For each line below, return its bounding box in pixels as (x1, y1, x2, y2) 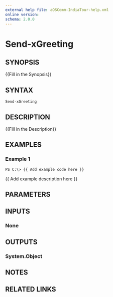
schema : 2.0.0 (5, 17, 35, 22)
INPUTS (5, 207, 30, 216)
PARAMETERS (5, 190, 51, 199)
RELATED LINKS (5, 285, 56, 293)
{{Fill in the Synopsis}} (5, 71, 52, 78)
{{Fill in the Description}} (5, 126, 57, 132)
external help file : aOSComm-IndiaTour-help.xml (5, 7, 109, 13)
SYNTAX (5, 86, 34, 94)
